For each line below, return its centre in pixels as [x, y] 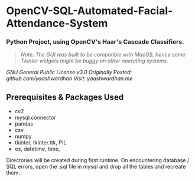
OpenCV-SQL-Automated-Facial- [90, 11]
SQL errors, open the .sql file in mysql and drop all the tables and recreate [96, 167]
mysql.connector [35, 118]
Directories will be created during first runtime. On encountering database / [98, 160]
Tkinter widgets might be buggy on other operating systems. [94, 61]
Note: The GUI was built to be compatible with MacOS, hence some [103, 55]
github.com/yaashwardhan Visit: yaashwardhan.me [69, 78]
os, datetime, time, [37, 149]
